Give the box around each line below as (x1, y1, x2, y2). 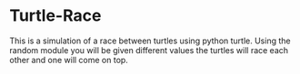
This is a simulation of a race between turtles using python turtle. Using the (9, 35, 291, 46)
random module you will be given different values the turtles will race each (9, 44, 289, 55)
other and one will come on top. (9, 54, 129, 65)
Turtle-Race (9, 5, 102, 26)
